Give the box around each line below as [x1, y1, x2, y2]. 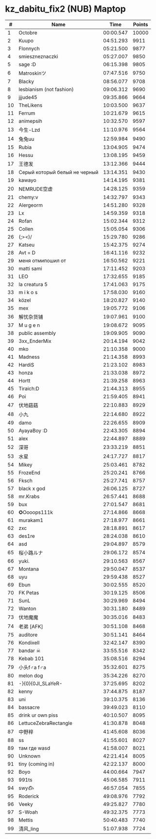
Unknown [18, 752, 41, 759]
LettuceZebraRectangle [18, 720, 73, 726]
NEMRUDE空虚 [18, 185, 53, 192]
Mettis [18, 817, 33, 823]
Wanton [18, 605, 36, 612]
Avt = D [18, 249, 35, 256]
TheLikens [18, 101, 43, 108]
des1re [18, 532, 35, 539]
